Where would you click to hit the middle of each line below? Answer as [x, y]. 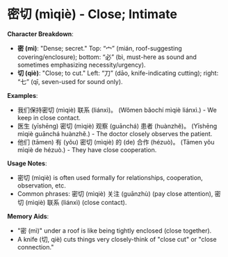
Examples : [23, 95]
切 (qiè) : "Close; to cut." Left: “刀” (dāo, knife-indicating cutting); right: [118, 73]
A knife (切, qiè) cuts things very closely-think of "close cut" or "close [117, 239]
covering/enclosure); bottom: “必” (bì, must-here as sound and [107, 57]
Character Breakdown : [41, 34]
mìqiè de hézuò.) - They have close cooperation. [87, 149]
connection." [35, 247]
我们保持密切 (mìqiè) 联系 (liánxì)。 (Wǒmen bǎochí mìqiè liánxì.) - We [117, 110]
